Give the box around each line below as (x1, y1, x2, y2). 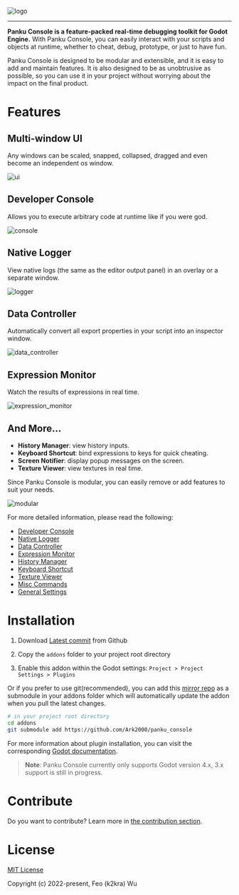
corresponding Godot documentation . (7, 747, 118, 755)
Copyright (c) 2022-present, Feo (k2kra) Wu (7, 879, 137, 888)
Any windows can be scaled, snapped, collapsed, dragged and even (7, 151, 208, 160)
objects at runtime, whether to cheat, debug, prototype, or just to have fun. (7, 43, 227, 51)
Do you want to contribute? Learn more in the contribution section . (7, 816, 203, 825)
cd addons (7, 719, 37, 727)
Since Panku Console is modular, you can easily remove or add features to (7, 478, 225, 487)
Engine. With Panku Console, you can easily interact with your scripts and (7, 35, 225, 43)
